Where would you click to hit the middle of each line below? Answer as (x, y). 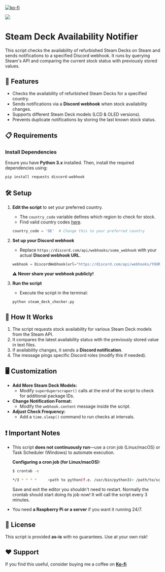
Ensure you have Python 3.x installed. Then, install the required (70, 163)
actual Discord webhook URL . (50, 255)
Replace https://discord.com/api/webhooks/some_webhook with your (88, 250)
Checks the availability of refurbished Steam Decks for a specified (79, 93)
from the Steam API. (33, 334)
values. (12, 66)
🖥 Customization (31, 371)
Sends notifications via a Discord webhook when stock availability (80, 104)
